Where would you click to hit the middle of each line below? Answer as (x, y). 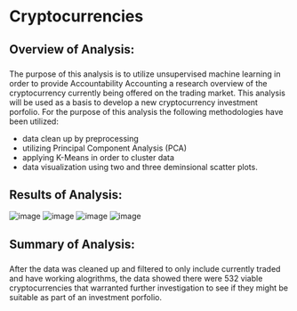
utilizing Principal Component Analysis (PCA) (104, 148)
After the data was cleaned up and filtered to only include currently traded (145, 268)
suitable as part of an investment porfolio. (86, 297)
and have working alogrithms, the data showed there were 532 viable (136, 278)
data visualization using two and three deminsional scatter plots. (140, 167)
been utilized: (34, 121)
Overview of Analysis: (72, 49)
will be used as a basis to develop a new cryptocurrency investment (133, 102)
